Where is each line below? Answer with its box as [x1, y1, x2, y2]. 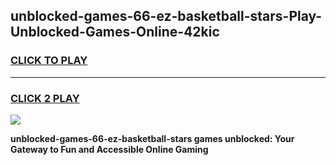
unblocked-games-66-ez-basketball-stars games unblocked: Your [10, 132, 295, 144]
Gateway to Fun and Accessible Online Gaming [10, 143, 209, 155]
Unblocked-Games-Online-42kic [10, 24, 220, 41]
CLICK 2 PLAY [10, 91, 80, 105]
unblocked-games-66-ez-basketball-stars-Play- [10, 8, 323, 25]
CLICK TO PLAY [10, 54, 88, 68]
